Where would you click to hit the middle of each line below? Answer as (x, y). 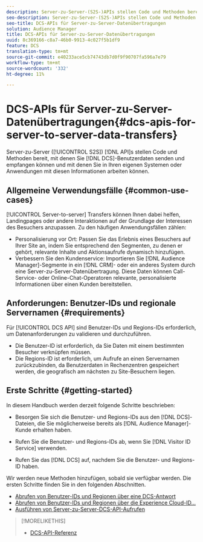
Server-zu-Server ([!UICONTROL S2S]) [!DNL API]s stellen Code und (92, 152)
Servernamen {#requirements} (66, 313)
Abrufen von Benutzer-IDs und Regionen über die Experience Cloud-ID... (105, 503)
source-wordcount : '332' (37, 68)
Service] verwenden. (41, 448)
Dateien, (25, 423)
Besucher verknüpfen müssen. (53, 352)
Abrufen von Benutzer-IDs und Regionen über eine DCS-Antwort (95, 496)
